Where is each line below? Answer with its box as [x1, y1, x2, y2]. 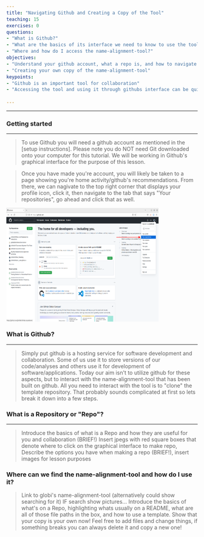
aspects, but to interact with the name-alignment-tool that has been [21, 375, 191, 382]
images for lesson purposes [21, 455, 91, 462]
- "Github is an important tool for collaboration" [6, 80, 140, 86]
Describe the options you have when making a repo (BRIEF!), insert [21, 448, 189, 456]
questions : [6, 29, 34, 35]
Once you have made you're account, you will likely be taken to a [21, 170, 184, 177]
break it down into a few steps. [21, 394, 98, 402]
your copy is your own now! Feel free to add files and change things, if [21, 518, 198, 525]
